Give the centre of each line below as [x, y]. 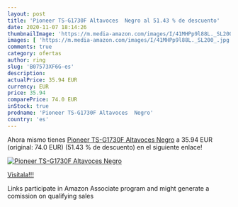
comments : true [30, 47]
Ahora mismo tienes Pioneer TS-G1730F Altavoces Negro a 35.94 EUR [110, 140]
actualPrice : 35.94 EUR [42, 80]
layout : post [27, 14]
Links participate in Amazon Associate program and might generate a [108, 188]
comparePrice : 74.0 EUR [42, 100]
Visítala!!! [21, 174]
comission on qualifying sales [51, 196]
